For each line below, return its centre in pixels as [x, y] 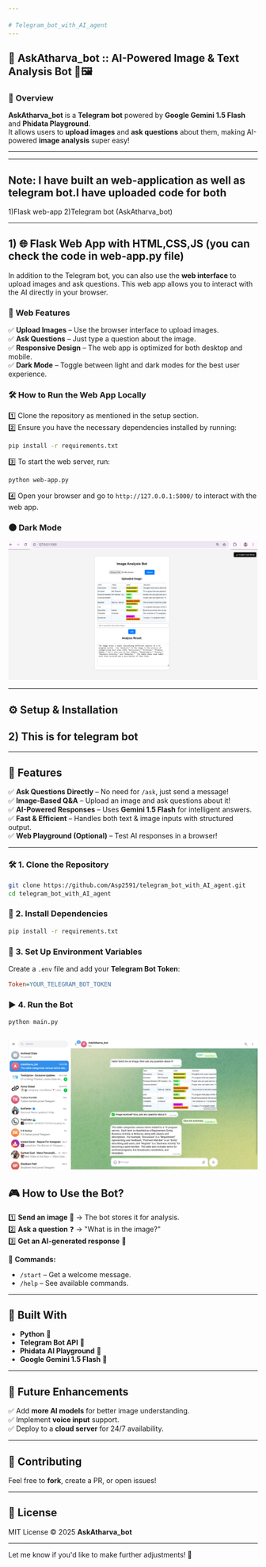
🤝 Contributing [45, 1461]
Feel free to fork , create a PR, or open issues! [82, 1481]
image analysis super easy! [84, 141]
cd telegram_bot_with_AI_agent [60, 894]
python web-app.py [38, 480]
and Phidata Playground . [49, 124]
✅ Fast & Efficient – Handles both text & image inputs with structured [121, 819]
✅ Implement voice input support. [64, 1420]
